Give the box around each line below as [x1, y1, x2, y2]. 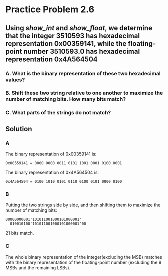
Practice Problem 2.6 [5, 4, 95, 15]
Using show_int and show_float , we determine [5, 24, 153, 32]
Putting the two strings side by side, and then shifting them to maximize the [5, 202, 161, 208]
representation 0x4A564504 [5, 55, 98, 63]
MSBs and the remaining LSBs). [5, 264, 71, 271]
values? [5, 76, 25, 83]
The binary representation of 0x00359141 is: [5, 151, 97, 157]
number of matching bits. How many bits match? [5, 96, 126, 103]
